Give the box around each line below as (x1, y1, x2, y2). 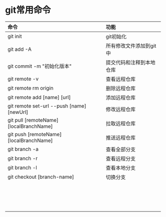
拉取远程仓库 (106, 120, 136, 127)
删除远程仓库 (106, 85, 136, 92)
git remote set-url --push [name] (7, 102, 86, 109)
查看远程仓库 (106, 75, 136, 82)
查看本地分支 (106, 164, 136, 171)
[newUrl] (7, 108, 29, 115)
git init (7, 33, 22, 39)
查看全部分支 (106, 146, 136, 153)
